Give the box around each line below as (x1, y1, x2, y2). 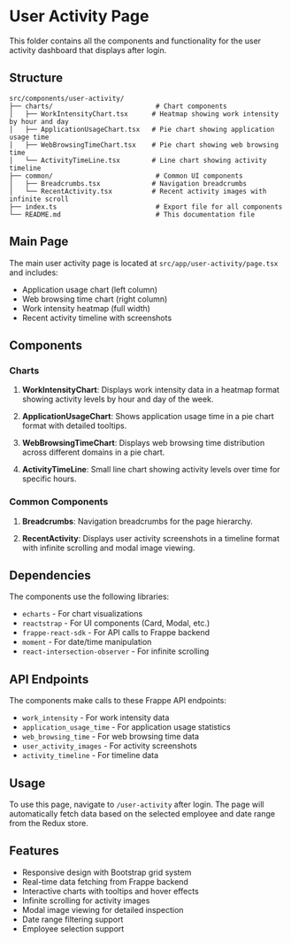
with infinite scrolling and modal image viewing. (21, 542, 195, 553)
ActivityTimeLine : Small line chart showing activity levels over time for (21, 464, 280, 475)
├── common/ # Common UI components (9, 171, 243, 180)
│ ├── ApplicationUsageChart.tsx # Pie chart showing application (9, 125, 275, 134)
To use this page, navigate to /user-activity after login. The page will (9, 799, 264, 809)
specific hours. (21, 473, 77, 484)
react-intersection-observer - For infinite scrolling (21, 646, 210, 656)
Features (9, 843, 59, 859)
